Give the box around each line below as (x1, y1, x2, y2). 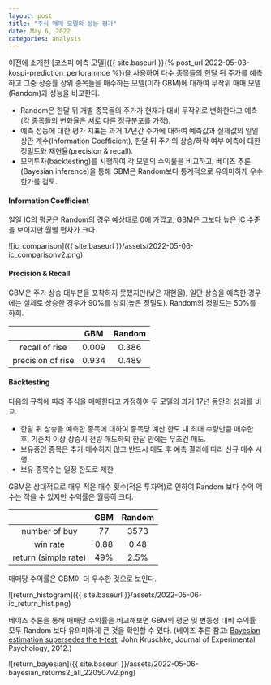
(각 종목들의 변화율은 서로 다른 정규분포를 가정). (19, 115, 171, 126)
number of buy (21, 525, 78, 536)
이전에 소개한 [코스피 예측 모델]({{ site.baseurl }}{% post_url (8, 58, 204, 67)
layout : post (8, 11, 53, 20)
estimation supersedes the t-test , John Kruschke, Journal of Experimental (8, 635, 256, 644)
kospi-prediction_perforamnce (8, 68, 110, 78)
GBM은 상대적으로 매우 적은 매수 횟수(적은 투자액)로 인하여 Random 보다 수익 (8, 481, 254, 492)
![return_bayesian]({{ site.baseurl (8, 659, 119, 669)
